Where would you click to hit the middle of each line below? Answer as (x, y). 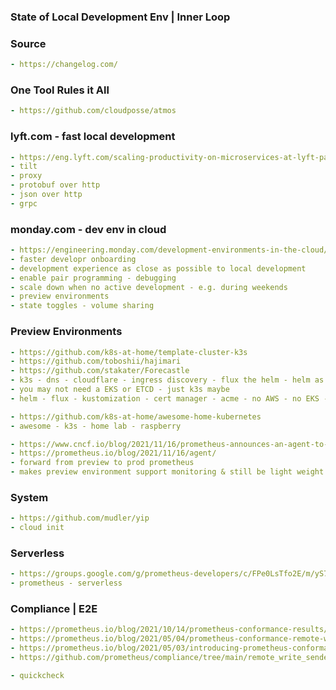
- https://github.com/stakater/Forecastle (100, 371)
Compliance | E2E (54, 609)
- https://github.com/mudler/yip (80, 518)
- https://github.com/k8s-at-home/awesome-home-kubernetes (136, 416)
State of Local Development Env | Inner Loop (120, 17)
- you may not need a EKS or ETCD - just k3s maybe (120, 390)
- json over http (46, 195)
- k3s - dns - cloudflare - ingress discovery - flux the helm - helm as (167, 380)
